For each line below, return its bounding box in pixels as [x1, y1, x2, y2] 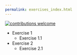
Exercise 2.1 [19, 45, 43, 51]
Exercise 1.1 [19, 35, 42, 41]
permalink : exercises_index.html [5, 7, 73, 12]
